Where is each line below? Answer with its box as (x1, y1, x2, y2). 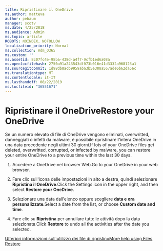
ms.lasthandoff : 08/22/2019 (5, 79, 62, 84)
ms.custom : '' (5, 52, 34, 58)
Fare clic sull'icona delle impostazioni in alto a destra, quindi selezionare (12, 176, 158, 182)
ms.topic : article (5, 35, 42, 39)
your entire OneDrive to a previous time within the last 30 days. (5, 152, 132, 158)
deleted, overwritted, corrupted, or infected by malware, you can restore (5, 147, 151, 153)
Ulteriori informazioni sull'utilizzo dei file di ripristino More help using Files (5, 236, 153, 242)
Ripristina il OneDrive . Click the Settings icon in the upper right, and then (12, 181, 159, 188)
